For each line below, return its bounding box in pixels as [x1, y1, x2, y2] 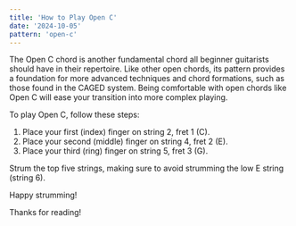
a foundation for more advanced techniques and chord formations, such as [9, 73, 285, 84]
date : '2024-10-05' [9, 21, 82, 30]
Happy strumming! [9, 189, 78, 201]
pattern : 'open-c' [9, 29, 78, 38]
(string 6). [9, 172, 46, 183]
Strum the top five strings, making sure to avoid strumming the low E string [9, 163, 284, 174]
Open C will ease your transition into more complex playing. [9, 92, 228, 103]
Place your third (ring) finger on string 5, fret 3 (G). [21, 146, 209, 156]
